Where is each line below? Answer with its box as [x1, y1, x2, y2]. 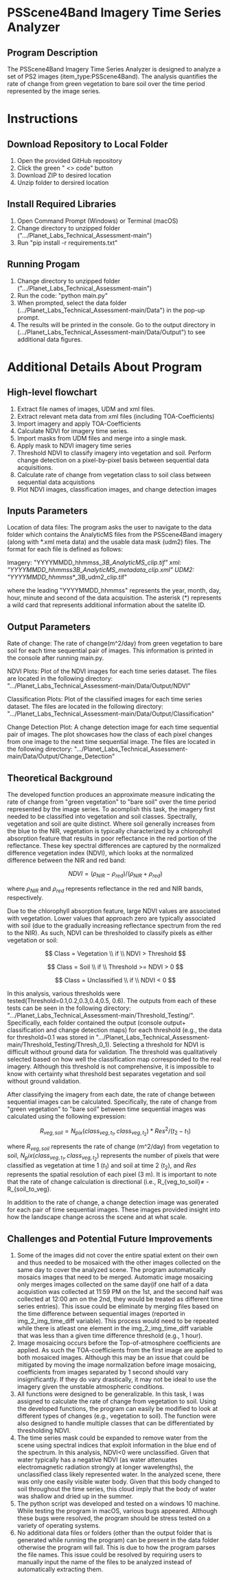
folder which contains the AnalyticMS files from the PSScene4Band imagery [7, 531, 223, 539]
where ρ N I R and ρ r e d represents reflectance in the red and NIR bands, [7, 884, 204, 895]
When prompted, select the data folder [16, 298, 127, 307]
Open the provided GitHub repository [16, 157, 122, 164]
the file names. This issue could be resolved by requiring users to [16, 1550, 203, 1559]
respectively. [7, 893, 43, 901]
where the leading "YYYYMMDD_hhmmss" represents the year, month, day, [7, 586, 221, 595]
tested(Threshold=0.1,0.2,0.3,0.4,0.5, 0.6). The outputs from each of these [7, 996, 217, 1005]
